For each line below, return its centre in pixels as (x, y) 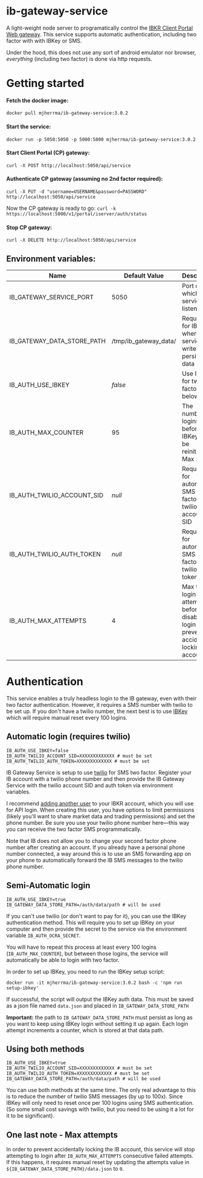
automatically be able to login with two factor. (63, 960)
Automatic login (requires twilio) (69, 737)
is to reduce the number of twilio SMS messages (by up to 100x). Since (95, 1096)
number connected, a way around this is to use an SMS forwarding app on (99, 853)
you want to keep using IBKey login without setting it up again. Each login (97, 1024)
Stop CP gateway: (29, 227)
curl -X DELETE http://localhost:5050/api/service (71, 240)
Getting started (45, 83)
